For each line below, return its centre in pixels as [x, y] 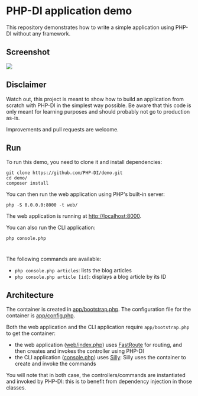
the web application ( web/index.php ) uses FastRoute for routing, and [98, 345]
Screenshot [28, 52]
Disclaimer [26, 85]
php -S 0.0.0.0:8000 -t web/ [42, 205]
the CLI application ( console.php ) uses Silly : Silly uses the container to [100, 358]
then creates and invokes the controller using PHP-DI [79, 351]
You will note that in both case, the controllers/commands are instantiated [96, 375]
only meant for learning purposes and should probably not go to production [98, 111]
